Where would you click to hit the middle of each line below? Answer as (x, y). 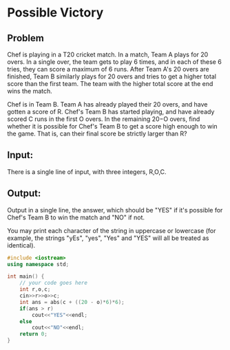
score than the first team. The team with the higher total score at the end (110, 84)
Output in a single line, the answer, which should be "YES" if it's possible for (115, 210)
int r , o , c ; (35, 289)
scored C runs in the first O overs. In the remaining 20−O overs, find (104, 119)
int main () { (26, 276)
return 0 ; (34, 334)
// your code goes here (54, 283)
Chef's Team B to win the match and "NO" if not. (76, 217)
